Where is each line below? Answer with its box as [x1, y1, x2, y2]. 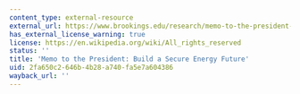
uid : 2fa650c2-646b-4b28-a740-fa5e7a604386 [9, 64, 174, 73]
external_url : [9, 21, 62, 30]
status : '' [9, 47, 50, 56]
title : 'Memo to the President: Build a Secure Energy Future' [9, 55, 250, 64]
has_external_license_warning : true [9, 30, 146, 38]
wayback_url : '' [9, 72, 70, 81]
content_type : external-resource [9, 13, 134, 22]
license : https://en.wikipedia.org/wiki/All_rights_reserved [9, 38, 242, 47]
